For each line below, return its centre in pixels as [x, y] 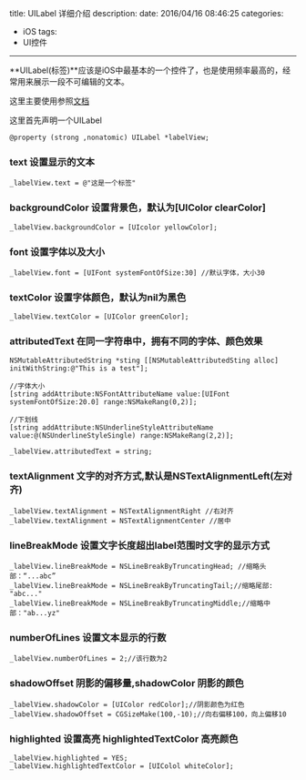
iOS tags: [40, 31]
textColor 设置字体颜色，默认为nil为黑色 [98, 297]
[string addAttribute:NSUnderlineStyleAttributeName [112, 428]
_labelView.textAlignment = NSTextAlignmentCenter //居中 [120, 521]
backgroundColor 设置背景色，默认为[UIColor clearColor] [138, 208]
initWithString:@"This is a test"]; [79, 369]
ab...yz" [44, 613]
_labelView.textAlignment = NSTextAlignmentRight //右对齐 [122, 511]
